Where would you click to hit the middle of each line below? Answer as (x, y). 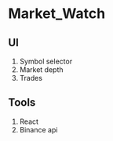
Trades (31, 78)
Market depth (42, 70)
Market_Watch (57, 14)
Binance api (38, 129)
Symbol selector (46, 61)
